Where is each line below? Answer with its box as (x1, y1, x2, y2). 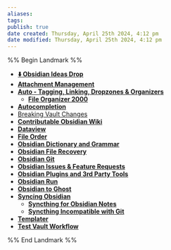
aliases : (7, 10, 33, 18)
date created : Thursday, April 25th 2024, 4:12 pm (7, 30, 159, 37)
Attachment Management (17, 80, 95, 89)
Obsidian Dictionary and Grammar (17, 140, 120, 149)
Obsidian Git (17, 155, 55, 163)
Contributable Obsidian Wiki (17, 118, 103, 126)
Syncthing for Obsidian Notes (27, 200, 118, 208)
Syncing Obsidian (17, 192, 71, 201)
